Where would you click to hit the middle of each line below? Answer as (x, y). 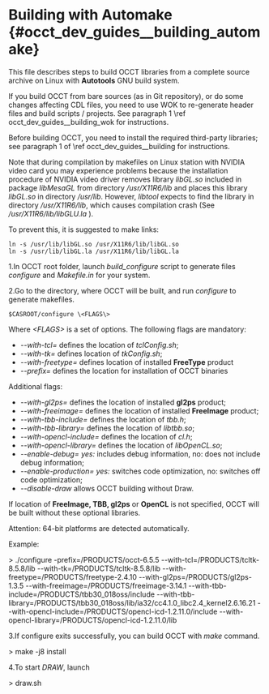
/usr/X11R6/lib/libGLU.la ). (51, 213)
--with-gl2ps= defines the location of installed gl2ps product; (123, 402)
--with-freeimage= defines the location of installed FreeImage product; (139, 410)
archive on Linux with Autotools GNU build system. (94, 80)
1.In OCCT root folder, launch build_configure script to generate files (122, 266)
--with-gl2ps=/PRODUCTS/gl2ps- (196, 576)
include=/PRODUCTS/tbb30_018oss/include (82, 594)
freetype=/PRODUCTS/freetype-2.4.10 (73, 576)
